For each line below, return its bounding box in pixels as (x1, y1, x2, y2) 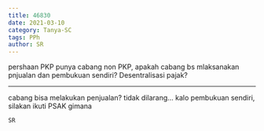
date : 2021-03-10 (8, 19, 65, 27)
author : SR (8, 41, 44, 49)
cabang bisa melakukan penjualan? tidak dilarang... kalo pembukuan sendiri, (8, 93, 255, 103)
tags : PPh (8, 33, 41, 42)
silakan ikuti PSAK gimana (8, 101, 93, 111)
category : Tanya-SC (8, 26, 72, 34)
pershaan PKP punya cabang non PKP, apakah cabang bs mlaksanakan (8, 62, 240, 71)
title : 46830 (8, 11, 51, 20)
